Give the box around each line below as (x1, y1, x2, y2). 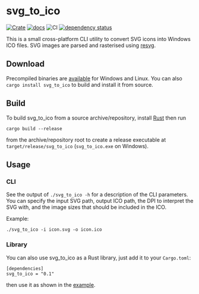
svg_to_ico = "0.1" (6, 271, 55, 277)
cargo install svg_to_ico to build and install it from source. (6, 81, 153, 88)
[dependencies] (6, 265, 44, 271)
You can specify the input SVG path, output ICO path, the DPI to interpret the (6, 198, 194, 205)
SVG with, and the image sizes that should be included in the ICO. (6, 204, 167, 211)
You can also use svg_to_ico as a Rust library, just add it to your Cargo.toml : (6, 254, 191, 261)
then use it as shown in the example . (6, 281, 96, 288)
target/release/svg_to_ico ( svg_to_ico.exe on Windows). (6, 142, 149, 149)
